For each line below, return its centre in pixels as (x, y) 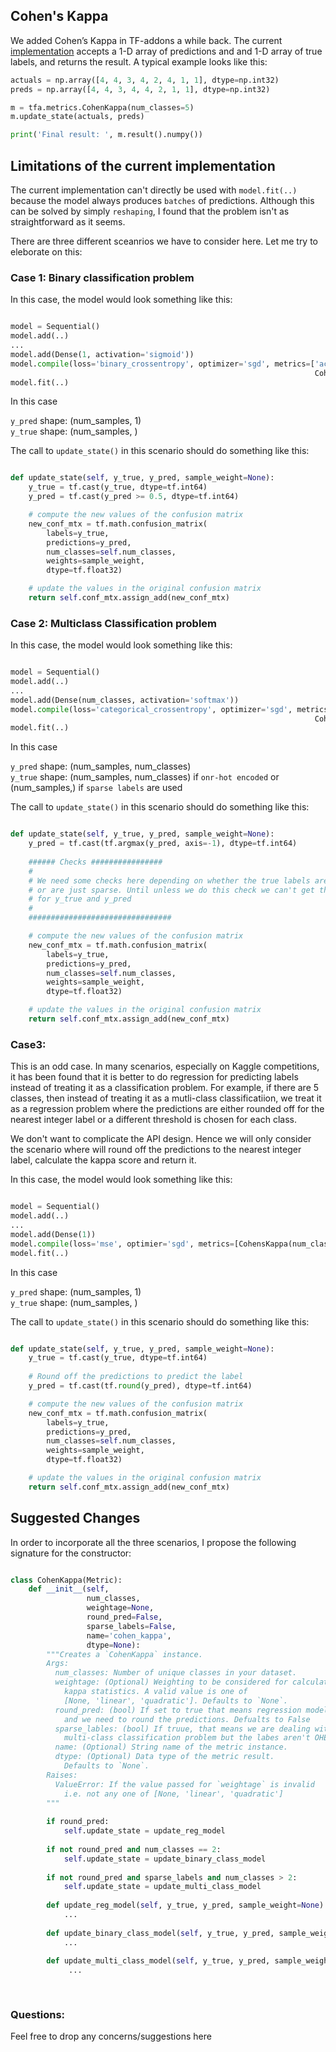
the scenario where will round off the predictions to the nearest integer (156, 1150)
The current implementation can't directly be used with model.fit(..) (154, 190)
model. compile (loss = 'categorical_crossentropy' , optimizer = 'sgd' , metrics (169, 709)
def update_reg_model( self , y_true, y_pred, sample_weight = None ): (187, 1905)
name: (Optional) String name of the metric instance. (171, 1747)
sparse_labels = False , (131, 1626)
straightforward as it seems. (68, 222)
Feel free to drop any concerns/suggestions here (111, 2036)
